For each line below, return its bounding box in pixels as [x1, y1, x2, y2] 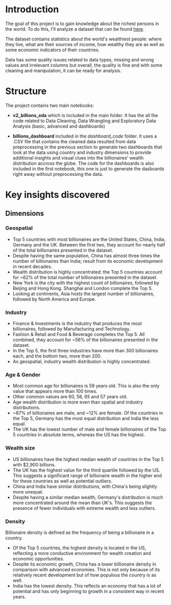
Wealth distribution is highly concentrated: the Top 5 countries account [12, 268, 162, 275]
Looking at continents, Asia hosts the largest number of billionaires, [12, 290, 155, 297]
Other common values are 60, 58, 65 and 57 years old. [12, 394, 128, 400]
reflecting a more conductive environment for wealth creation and [12, 550, 152, 556]
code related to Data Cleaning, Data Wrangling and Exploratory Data [12, 118, 156, 124]
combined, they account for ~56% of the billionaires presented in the [12, 337, 158, 343]
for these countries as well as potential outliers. [12, 478, 112, 484]
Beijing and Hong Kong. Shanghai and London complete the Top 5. [12, 285, 153, 291]
